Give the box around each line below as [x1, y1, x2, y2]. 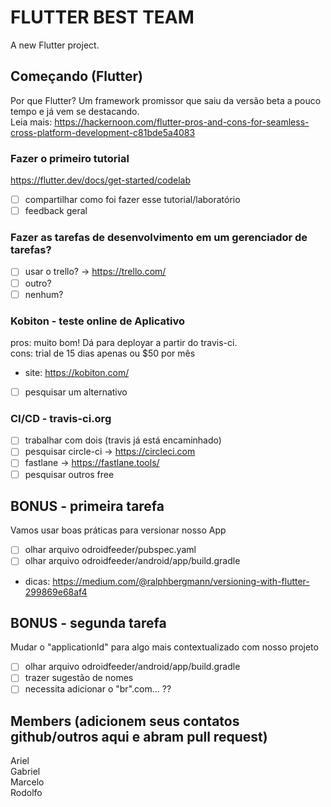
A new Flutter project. [10, 39, 100, 51]
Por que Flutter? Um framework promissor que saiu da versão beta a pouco [10, 94, 322, 106]
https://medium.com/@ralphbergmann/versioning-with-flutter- [52, 575, 310, 587]
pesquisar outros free [24, 468, 115, 480]
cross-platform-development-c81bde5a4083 [10, 126, 196, 138]
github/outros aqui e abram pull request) [10, 728, 268, 745]
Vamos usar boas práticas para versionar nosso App [10, 524, 227, 536]
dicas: [24, 575, 51, 587]
